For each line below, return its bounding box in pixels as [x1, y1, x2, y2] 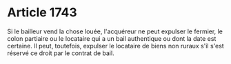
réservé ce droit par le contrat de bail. [7, 49, 115, 57]
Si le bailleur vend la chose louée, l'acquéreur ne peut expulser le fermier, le [7, 27, 223, 35]
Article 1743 [7, 5, 77, 20]
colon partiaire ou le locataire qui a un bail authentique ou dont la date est [7, 34, 217, 42]
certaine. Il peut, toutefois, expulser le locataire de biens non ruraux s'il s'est [7, 42, 224, 50]
